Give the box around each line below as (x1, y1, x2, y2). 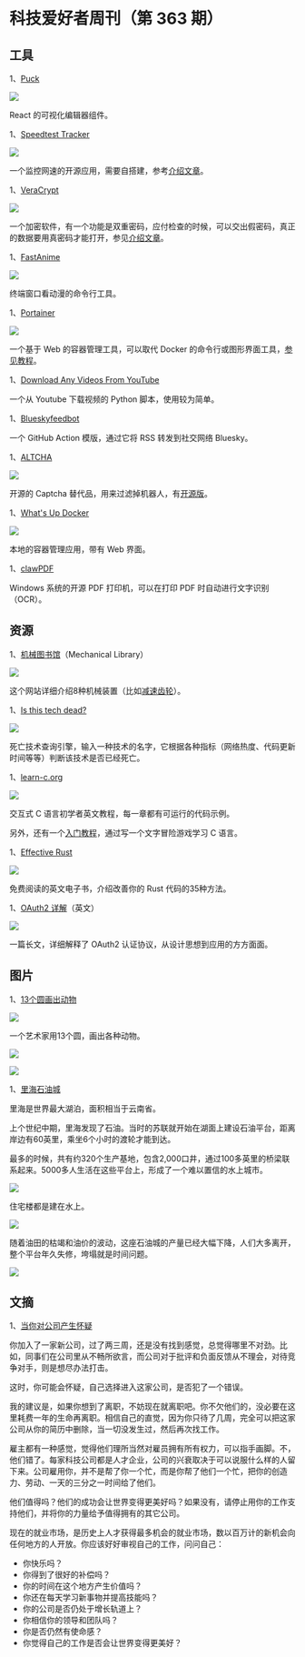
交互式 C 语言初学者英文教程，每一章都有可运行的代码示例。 (9, 808, 235, 818)
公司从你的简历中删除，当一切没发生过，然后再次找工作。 (9, 1424, 224, 1435)
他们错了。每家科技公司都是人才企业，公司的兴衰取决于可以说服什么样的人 (9, 1454, 288, 1465)
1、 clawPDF (9, 563, 54, 574)
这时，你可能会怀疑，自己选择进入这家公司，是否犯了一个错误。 (9, 1381, 248, 1392)
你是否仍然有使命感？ (22, 1626, 103, 1637)
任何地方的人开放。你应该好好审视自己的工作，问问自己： (9, 1539, 224, 1550)
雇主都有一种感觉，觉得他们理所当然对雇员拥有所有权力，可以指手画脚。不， (9, 1443, 296, 1454)
